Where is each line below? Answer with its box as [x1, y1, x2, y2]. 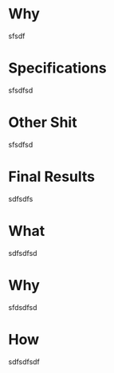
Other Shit [8, 113, 77, 132]
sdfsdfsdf [8, 356, 40, 367]
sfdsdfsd [8, 302, 37, 312]
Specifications [8, 59, 107, 77]
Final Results [8, 168, 96, 186]
